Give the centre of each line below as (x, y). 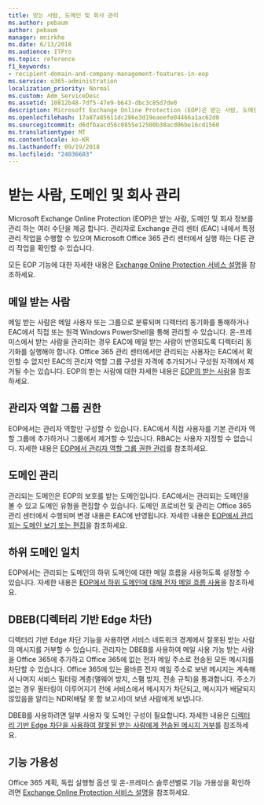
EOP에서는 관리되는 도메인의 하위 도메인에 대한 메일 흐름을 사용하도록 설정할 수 (129, 573)
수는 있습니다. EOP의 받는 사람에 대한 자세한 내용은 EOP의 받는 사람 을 (130, 371)
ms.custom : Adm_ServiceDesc (54, 96)
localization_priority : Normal (59, 88)
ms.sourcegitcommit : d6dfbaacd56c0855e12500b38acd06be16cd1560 (114, 125)
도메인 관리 (33, 476)
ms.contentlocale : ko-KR (49, 139)
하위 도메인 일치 (44, 553)
